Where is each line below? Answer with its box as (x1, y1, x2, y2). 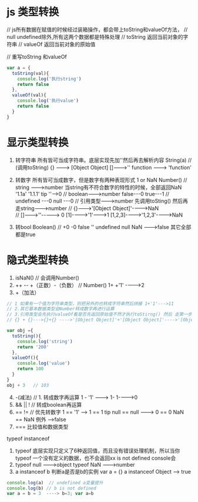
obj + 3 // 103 (6, 382, 49, 388)
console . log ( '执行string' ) (17, 76, 82, 82)
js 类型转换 (6, 5, 59, 19)
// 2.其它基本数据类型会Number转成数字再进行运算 (6, 306, 115, 312)
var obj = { (6, 328, 33, 334)
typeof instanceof (6, 435, 50, 442)
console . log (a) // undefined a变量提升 (6, 480, 103, 486)
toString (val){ (12, 70, 49, 77)
